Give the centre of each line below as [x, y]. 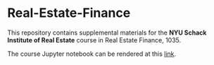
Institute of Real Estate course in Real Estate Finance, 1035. [94, 40]
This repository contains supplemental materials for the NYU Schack [107, 32]
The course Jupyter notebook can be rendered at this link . [92, 54]
